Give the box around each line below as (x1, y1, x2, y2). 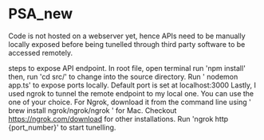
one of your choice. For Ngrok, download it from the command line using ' (8, 97, 251, 107)
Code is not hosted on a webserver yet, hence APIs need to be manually (8, 31, 246, 41)
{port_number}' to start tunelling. (8, 122, 116, 132)
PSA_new (8, 5, 73, 23)
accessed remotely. (8, 48, 73, 57)
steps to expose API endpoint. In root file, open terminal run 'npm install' (8, 63, 246, 72)
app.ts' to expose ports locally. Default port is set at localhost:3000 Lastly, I (8, 80, 257, 90)
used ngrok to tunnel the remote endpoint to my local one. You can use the (8, 88, 254, 98)
